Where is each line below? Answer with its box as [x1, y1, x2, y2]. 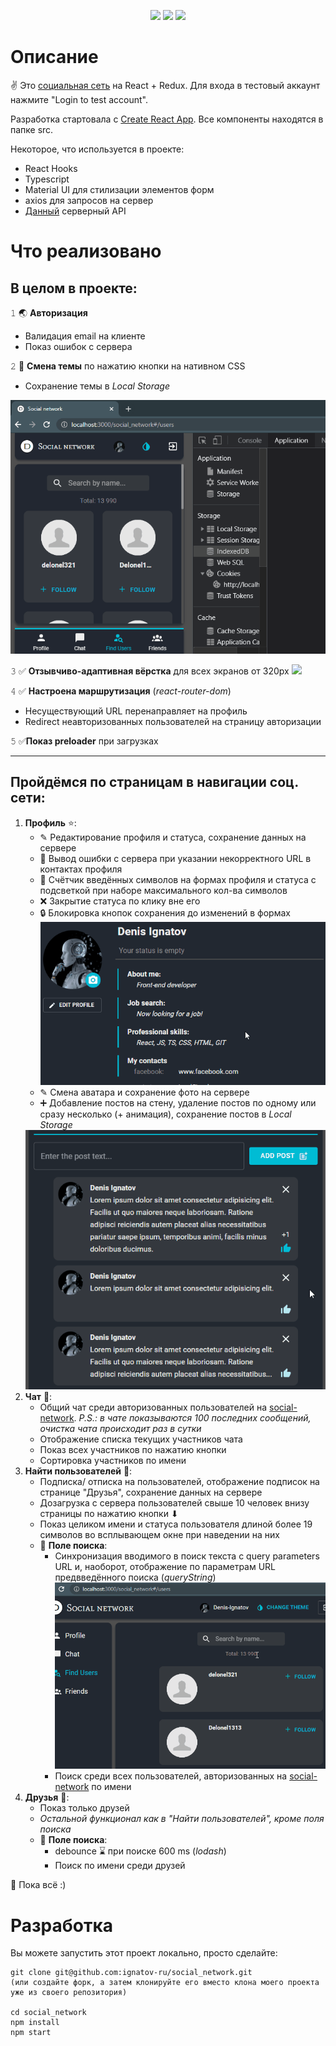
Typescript [24, 173, 70, 185]
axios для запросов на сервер [24, 194, 154, 206]
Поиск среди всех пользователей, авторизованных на [54, 1770, 288, 1782]
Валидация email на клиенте [24, 330, 146, 342]
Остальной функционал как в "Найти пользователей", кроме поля [39, 1813, 325, 1825]
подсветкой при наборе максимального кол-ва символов [39, 884, 288, 896]
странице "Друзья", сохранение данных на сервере [39, 1486, 263, 1498]
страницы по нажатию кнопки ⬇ [39, 1507, 179, 1519]
